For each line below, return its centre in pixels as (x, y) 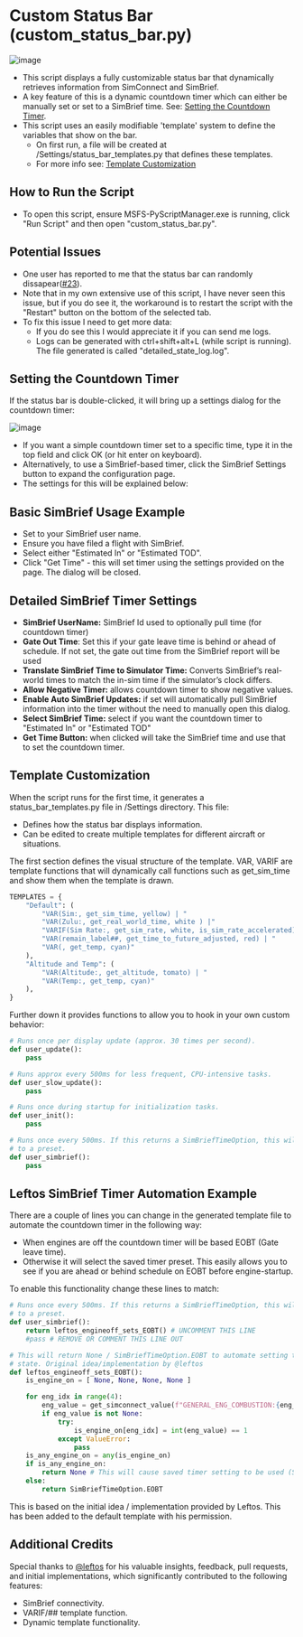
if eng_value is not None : (92, 1414)
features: (26, 1586)
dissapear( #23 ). (52, 283)
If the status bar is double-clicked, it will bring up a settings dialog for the (145, 401)
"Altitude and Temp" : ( (70, 964)
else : (36, 1481)
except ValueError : (94, 1439)
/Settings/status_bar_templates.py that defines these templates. (154, 154)
